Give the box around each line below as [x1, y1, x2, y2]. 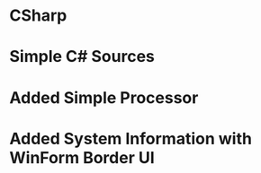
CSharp [9, 5, 67, 26]
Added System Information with [9, 128, 252, 149]
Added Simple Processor [9, 87, 199, 108]
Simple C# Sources [9, 47, 156, 67]
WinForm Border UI [9, 147, 155, 168]
